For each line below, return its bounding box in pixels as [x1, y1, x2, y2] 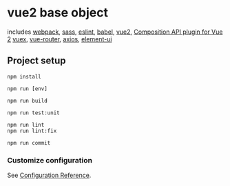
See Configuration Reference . [7, 171, 92, 180]
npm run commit [7, 139, 51, 146]
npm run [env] [7, 85, 48, 92]
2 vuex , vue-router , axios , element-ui [7, 34, 112, 43]
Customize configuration [7, 155, 93, 165]
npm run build [7, 97, 48, 104]
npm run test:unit [7, 109, 60, 116]
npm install [7, 73, 41, 80]
